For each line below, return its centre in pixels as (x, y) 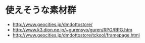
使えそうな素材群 (41, 10)
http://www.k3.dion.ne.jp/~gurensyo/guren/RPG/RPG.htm (72, 29)
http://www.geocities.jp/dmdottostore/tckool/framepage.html (76, 35)
